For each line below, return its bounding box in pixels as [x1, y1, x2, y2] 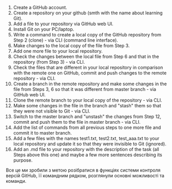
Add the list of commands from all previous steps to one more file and [13, 124, 161, 130]
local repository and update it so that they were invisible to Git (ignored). [13, 141, 166, 147]
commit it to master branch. [13, 130, 72, 136]
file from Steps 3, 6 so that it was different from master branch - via [13, 86, 156, 92]
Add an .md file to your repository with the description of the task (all [13, 146, 160, 152]
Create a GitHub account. [13, 5, 67, 10]
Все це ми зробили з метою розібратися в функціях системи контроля [6, 167, 161, 173]
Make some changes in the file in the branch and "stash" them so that [13, 103, 161, 108]
